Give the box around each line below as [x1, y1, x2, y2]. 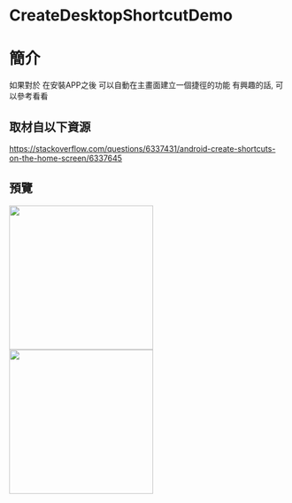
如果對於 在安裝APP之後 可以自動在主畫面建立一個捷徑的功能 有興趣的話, [9, 80, 274, 90]
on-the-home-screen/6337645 [9, 153, 122, 163]
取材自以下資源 [9, 119, 91, 134]
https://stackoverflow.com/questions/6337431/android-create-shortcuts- [9, 143, 276, 153]
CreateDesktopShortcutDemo [9, 5, 233, 26]
